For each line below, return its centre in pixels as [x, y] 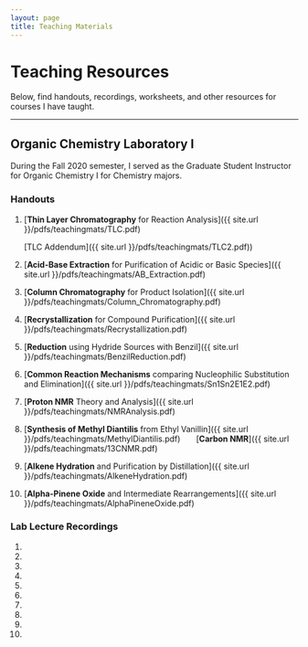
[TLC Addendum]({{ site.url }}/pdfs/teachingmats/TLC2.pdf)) [138, 247]
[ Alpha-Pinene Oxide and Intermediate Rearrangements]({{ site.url [150, 493]
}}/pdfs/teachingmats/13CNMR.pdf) [90, 448]
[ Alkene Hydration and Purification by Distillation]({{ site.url [136, 466]
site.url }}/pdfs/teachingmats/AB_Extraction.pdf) [115, 274]
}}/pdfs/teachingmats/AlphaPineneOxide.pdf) [109, 503]
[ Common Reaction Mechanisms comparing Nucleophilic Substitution [157, 374]
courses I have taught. [53, 107]
